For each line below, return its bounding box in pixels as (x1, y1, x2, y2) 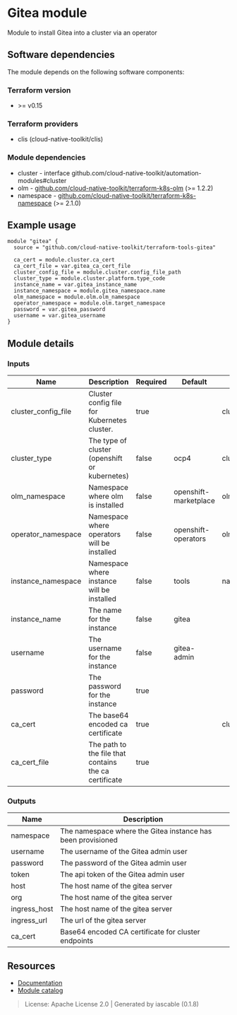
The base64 (87, 710, 129, 720)
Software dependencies (7, 49, 115, 61)
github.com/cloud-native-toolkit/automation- (71, 168, 202, 177)
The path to (87, 740, 127, 750)
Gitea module (7, 5, 87, 21)
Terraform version (7, 85, 71, 95)
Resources (7, 960, 56, 972)
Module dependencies (7, 153, 86, 163)
